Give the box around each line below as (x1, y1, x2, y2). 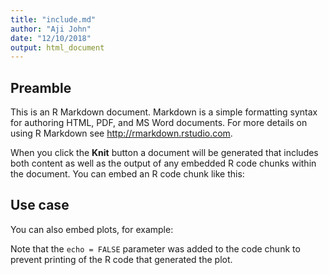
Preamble (10, 79, 72, 96)
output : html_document (10, 42, 105, 53)
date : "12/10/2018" (10, 33, 92, 43)
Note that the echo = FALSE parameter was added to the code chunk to (10, 242, 301, 255)
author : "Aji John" (10, 24, 92, 34)
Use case (10, 197, 70, 214)
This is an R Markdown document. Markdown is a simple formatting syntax (10, 106, 318, 118)
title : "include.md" (10, 14, 97, 25)
